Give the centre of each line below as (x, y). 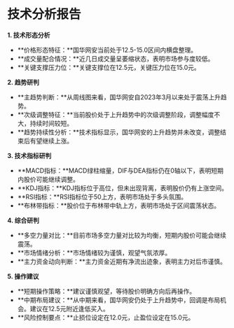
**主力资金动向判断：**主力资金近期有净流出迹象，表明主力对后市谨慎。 (122, 261)
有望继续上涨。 (51, 141)
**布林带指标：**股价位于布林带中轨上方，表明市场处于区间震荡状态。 (119, 205)
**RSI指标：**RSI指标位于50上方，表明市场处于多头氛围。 (102, 197)
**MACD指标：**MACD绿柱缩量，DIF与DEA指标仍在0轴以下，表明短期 (121, 170)
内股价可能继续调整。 (48, 179)
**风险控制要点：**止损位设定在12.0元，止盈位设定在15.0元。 (106, 317)
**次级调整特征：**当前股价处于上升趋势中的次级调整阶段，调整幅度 (116, 114)
